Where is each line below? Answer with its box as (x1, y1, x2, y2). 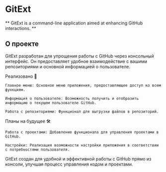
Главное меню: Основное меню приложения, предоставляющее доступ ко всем (5, 83, 162, 88)
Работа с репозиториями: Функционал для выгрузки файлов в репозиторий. (5, 109, 159, 114)
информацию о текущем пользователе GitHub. (5, 100, 97, 105)
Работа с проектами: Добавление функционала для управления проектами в (5, 130, 159, 135)
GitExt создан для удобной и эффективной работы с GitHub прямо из (5, 156, 152, 162)
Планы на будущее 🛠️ (5, 118, 51, 124)
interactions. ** (5, 25, 36, 31)
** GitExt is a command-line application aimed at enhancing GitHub (5, 20, 143, 26)
